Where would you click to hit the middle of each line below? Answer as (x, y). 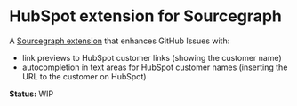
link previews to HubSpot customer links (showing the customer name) (152, 57)
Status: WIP (32, 94)
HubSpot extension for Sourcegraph (145, 16)
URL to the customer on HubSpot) (84, 76)
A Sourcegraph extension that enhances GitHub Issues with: (120, 41)
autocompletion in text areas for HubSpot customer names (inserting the (155, 67)
